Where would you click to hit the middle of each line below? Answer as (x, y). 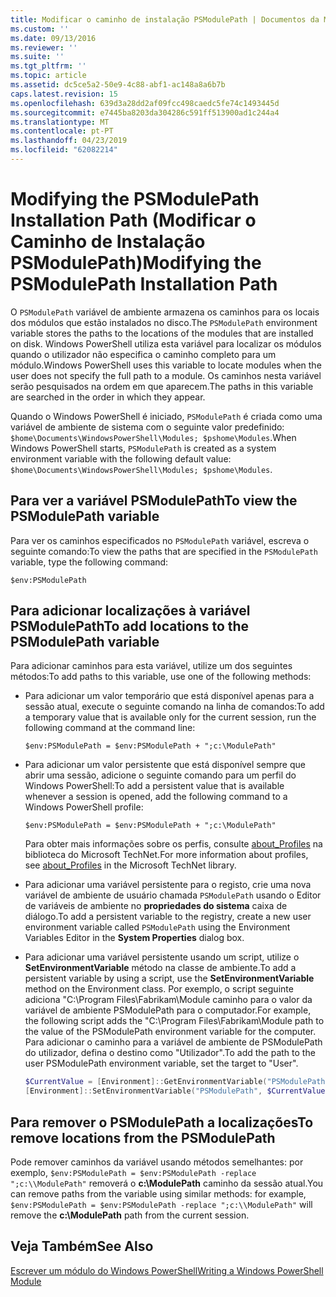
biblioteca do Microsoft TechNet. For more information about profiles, (166, 855)
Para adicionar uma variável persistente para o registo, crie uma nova (168, 885)
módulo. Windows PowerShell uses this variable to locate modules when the (166, 365)
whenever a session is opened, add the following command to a (156, 797)
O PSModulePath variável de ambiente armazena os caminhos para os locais (165, 312)
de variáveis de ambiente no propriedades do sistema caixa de (156, 906)
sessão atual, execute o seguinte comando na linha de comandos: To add (174, 707)
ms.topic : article (48, 76)
